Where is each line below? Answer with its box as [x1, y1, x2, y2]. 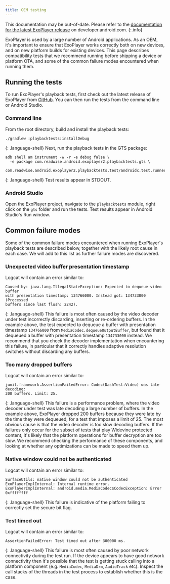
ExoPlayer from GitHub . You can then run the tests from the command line [5, 97, 160, 103]
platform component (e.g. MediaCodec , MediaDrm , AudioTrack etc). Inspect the [5, 563, 163, 569]
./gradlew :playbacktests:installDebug [5, 136, 90, 141]
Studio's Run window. [5, 212, 51, 218]
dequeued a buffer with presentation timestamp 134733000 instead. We [5, 332, 152, 339]
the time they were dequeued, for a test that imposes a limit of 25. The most [5, 416, 163, 422]
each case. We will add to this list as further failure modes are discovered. [5, 250, 159, 256]
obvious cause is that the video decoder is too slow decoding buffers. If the [5, 422, 163, 428]
